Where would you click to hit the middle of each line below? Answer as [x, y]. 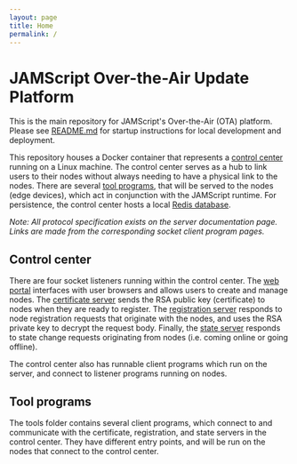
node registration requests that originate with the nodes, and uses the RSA [146, 319]
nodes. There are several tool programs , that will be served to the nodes [141, 186]
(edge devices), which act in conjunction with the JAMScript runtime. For [143, 196]
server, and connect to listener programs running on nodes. [118, 373]
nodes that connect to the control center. [84, 451]
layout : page [33, 17]
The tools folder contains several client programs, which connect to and [141, 422]
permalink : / [33, 34]
